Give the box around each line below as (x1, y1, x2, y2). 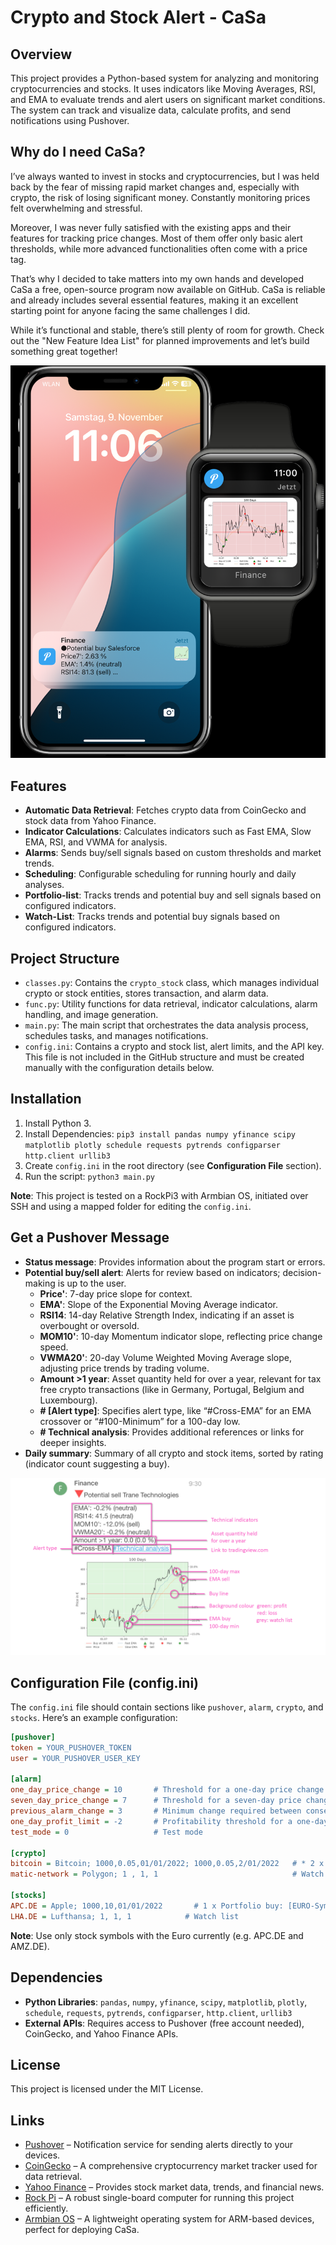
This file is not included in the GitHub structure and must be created (24, 1051, 305, 1063)
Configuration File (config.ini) (10, 1674, 199, 1691)
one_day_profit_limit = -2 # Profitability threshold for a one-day (10, 1816, 329, 1826)
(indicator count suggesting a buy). (24, 1457, 170, 1470)
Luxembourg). (39, 1394, 98, 1406)
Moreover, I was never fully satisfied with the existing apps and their (10, 221, 292, 233)
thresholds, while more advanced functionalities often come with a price (10, 242, 308, 255)
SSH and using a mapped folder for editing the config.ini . (10, 1200, 252, 1212)
